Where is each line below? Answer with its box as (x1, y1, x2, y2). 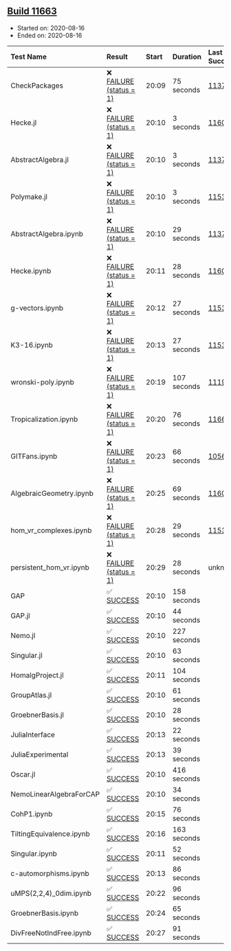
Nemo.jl (10, 630, 36, 640)
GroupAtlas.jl (10, 690, 52, 699)
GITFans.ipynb (10, 451, 58, 461)
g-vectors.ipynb (10, 303, 64, 312)
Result (106, 52, 129, 61)
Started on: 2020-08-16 (16, 23, 85, 32)
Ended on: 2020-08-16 (16, 31, 82, 39)
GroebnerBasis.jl (10, 710, 64, 719)
